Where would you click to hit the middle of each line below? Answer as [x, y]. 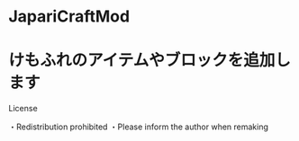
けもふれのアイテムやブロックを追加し [150, 61]
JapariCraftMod [69, 17]
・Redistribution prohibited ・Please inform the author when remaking [139, 127]
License [23, 109]
